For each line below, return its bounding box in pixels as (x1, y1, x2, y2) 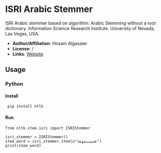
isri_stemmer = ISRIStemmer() (5, 134, 68, 139)
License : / (12, 45, 33, 51)
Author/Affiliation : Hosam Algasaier (12, 40, 87, 46)
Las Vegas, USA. (5, 30, 40, 36)
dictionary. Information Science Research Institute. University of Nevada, (5, 25, 155, 31)
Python (5, 80, 23, 87)
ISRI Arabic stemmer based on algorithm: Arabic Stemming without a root (5, 20, 156, 26)
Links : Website (12, 51, 43, 57)
